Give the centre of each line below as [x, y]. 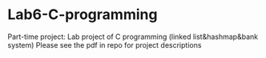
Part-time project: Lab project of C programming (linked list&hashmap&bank [133, 37]
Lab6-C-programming [83, 15]
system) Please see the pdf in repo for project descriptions [105, 44]
